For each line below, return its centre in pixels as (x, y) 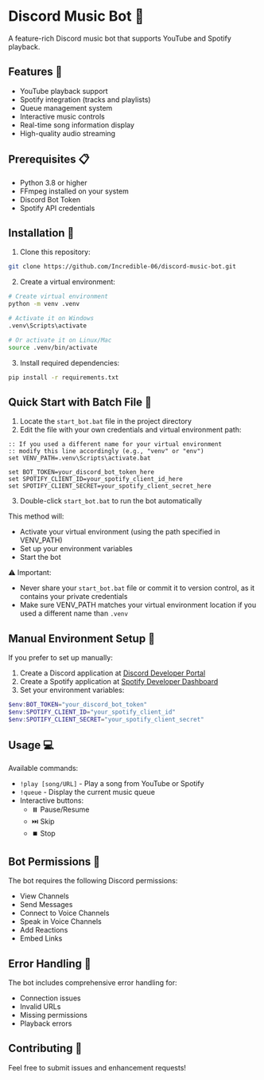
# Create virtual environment (58, 297)
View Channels (45, 896)
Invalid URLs (40, 1007)
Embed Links (41, 938)
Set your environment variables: (72, 690)
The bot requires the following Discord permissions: (93, 881)
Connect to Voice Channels (64, 913)
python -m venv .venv (44, 304)
